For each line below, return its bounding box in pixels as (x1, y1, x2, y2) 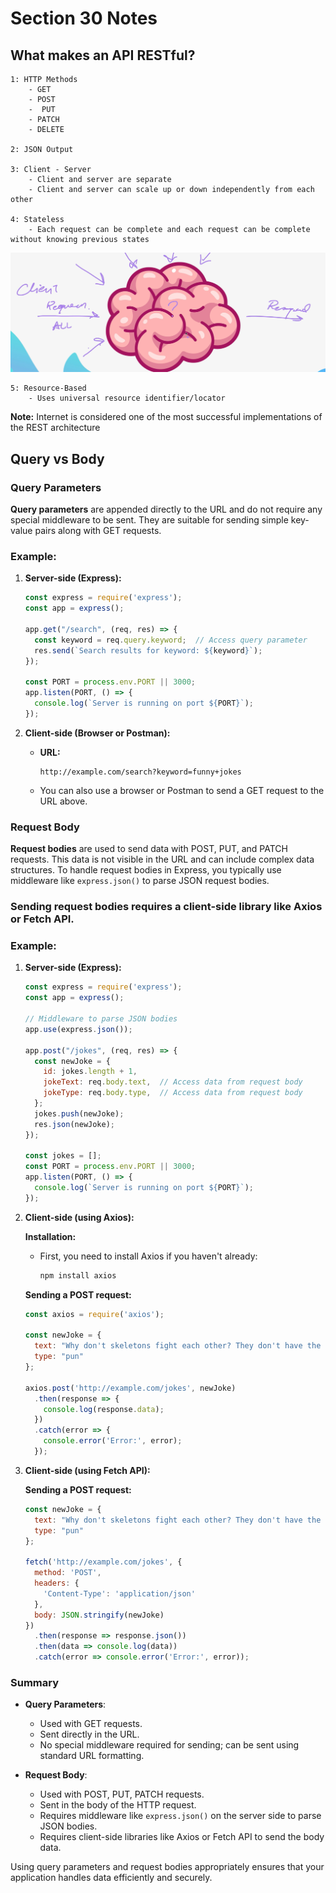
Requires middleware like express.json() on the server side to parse (39, 1810, 322, 1822)
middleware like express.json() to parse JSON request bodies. (10, 875, 270, 887)
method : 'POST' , (34, 1568, 102, 1578)
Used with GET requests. (39, 1718, 143, 1730)
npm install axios (39, 1270, 117, 1281)
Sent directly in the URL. (39, 1728, 140, 1741)
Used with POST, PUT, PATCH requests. (39, 1788, 205, 1801)
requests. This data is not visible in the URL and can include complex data (10, 853, 315, 866)
